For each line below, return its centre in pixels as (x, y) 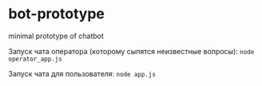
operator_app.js (35, 59)
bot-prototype (57, 14)
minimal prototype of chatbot (56, 36)
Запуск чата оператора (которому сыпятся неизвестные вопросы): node (131, 51)
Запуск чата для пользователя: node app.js (82, 73)
